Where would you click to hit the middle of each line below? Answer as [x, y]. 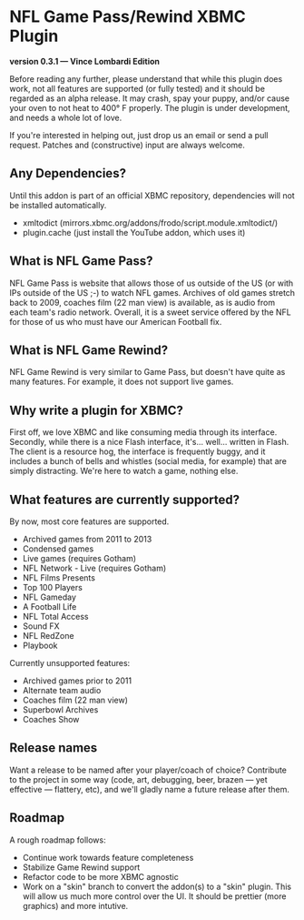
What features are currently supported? [125, 499]
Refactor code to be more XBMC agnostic [100, 876]
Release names [54, 748]
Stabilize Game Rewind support [81, 867]
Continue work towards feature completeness [108, 857]
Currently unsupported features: [70, 663]
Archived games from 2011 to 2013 [87, 539]
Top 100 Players [53, 587]
